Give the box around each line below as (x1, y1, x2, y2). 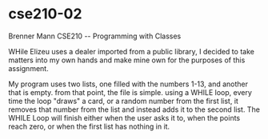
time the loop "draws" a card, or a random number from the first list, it (8, 96, 238, 105)
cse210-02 (8, 5, 82, 23)
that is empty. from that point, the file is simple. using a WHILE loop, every (8, 87, 252, 97)
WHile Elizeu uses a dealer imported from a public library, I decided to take (8, 46, 254, 56)
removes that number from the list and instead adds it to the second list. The (8, 105, 260, 114)
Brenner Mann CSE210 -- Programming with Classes (8, 31, 182, 41)
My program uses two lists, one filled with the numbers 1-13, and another (8, 79, 249, 89)
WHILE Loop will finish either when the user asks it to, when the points (8, 113, 241, 122)
